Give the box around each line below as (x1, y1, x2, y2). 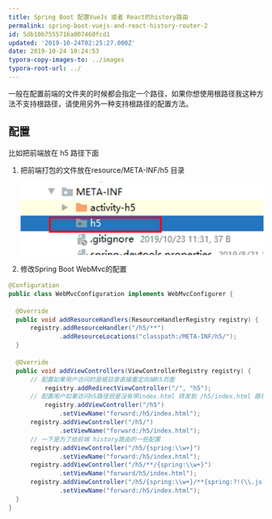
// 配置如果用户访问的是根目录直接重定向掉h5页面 (29, 375, 176, 384)
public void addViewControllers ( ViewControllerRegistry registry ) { (15, 367, 252, 375)
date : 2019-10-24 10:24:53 (8, 47, 100, 56)
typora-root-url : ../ (8, 65, 82, 73)
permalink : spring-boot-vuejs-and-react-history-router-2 (8, 21, 208, 30)
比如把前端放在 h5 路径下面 (8, 148, 100, 157)
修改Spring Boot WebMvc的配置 (19, 264, 127, 274)
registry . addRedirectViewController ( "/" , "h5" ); (44, 384, 212, 392)
